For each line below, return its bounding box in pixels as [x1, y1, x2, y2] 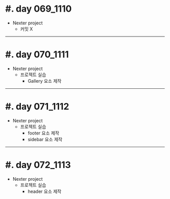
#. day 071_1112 [5, 101, 69, 112]
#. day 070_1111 [5, 49, 69, 60]
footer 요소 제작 [27, 130, 60, 136]
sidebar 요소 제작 [27, 136, 63, 142]
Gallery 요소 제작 [27, 78, 62, 84]
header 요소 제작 [27, 188, 62, 194]
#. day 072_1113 [5, 159, 71, 171]
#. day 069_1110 [5, 3, 72, 15]
